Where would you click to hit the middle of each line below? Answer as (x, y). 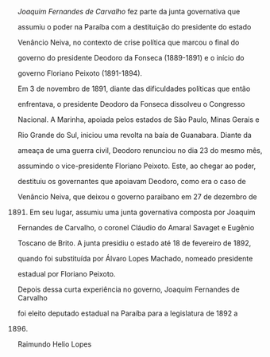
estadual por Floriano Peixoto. (67, 274)
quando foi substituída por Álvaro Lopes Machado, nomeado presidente (135, 259)
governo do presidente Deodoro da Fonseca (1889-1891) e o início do (131, 58)
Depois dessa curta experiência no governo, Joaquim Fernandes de (129, 289)
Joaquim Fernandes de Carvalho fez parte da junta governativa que (129, 12)
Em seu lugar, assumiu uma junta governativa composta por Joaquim (142, 212)
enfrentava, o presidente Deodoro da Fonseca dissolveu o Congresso (131, 104)
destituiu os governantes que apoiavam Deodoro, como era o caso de (132, 181)
